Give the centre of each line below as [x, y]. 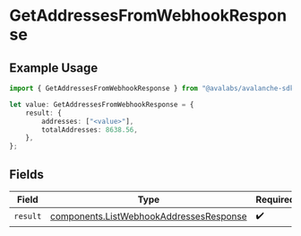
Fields [27, 175]
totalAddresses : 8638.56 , [90, 130]
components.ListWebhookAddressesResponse [149, 216]
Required [275, 199]
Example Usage [54, 68]
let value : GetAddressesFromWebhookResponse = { [102, 104]
